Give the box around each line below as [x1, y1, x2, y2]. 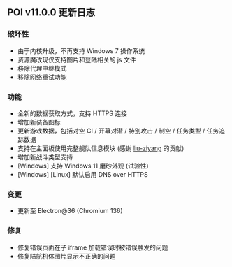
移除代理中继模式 [17, 64, 67, 72]
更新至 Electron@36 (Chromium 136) [17, 207, 124, 215]
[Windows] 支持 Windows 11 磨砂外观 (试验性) [17, 161, 149, 170]
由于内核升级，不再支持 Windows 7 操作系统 [17, 46, 145, 55]
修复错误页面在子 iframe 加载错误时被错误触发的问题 [17, 243, 168, 252]
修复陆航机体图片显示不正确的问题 [17, 252, 116, 260]
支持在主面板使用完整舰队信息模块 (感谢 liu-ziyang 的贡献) [17, 144, 184, 152]
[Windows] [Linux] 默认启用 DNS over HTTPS [17, 170, 148, 178]
